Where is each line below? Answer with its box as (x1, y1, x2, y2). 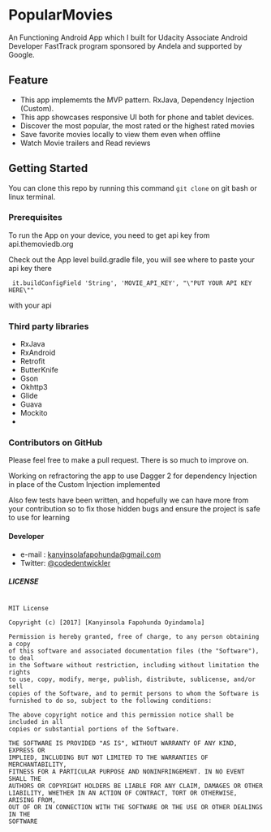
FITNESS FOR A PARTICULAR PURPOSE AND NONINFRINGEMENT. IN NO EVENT (8, 767, 245, 776)
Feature (8, 73, 49, 87)
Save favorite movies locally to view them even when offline (19, 129, 221, 139)
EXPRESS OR (8, 746, 45, 754)
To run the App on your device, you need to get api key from (8, 230, 210, 240)
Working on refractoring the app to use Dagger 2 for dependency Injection (8, 471, 257, 481)
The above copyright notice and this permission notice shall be (8, 710, 234, 719)
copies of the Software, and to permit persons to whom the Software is (8, 689, 260, 697)
